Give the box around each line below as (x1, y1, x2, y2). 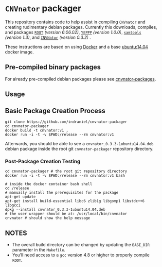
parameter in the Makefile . (12, 247, 66, 253)
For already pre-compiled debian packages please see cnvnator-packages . (5, 76, 156, 82)
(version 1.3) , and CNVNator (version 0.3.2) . (5, 34, 91, 40)
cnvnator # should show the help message (5, 216, 90, 221)
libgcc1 (5, 203, 21, 208)
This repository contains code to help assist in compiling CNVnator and (5, 19, 146, 25)
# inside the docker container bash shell (5, 182, 92, 187)
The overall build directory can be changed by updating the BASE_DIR (12, 242, 150, 248)
